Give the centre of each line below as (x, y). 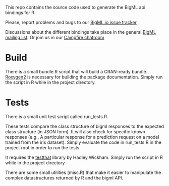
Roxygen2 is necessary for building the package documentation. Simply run (84, 77)
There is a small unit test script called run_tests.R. (57, 116)
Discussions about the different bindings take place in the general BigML (81, 32)
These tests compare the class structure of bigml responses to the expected (85, 126)
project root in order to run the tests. (43, 147)
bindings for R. (20, 13)
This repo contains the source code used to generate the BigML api (75, 7)
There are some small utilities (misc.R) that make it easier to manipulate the (83, 172)
